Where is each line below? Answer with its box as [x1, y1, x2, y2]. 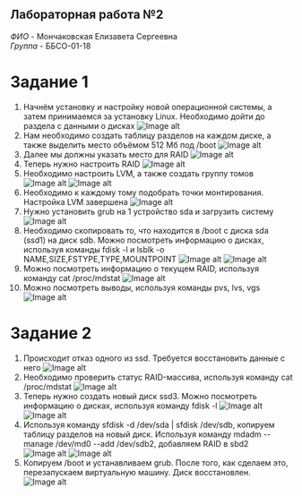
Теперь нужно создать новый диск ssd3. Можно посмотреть [22, 390, 258, 401]
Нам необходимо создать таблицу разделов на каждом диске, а [22, 130, 272, 141]
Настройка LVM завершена [22, 196, 128, 207]
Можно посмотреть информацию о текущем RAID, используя [22, 263, 259, 274]
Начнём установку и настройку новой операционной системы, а [22, 101, 272, 112]
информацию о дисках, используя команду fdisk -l [22, 400, 218, 411]
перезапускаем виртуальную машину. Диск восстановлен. [22, 466, 251, 477]
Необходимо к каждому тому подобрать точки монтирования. [22, 187, 263, 198]
